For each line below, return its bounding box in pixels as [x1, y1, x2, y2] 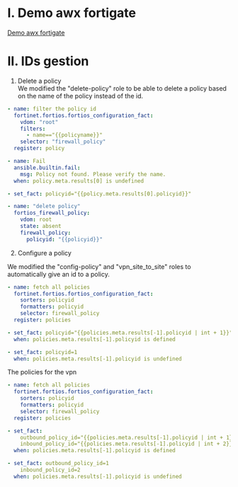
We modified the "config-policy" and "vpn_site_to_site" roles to [7, 262, 191, 270]
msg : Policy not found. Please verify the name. [20, 171, 166, 178]
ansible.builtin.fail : [13, 164, 81, 171]
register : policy [13, 145, 65, 152]
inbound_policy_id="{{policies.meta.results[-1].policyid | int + [20, 440, 220, 447]
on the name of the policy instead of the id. [17, 91, 144, 100]
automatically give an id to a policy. [7, 270, 110, 278]
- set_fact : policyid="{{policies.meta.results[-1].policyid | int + [7, 329, 217, 336]
